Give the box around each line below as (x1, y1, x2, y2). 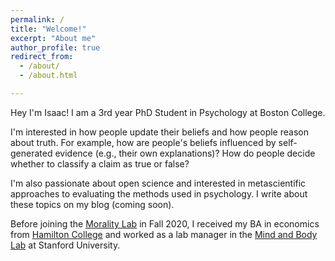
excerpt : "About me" (10, 33, 97, 43)
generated (10, 147, 53, 159)
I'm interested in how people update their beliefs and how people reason (10, 126, 309, 138)
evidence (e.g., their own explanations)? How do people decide (54, 147, 316, 159)
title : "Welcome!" (10, 24, 87, 34)
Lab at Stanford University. (10, 239, 121, 251)
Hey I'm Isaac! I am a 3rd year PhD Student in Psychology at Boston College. (10, 106, 326, 118)
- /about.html (19, 71, 78, 81)
